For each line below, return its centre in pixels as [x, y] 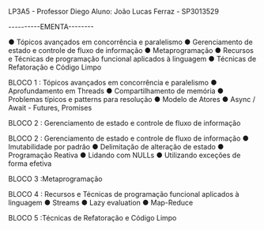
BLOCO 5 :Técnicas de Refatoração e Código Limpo [92, 218]
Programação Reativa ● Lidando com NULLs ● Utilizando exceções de [124, 155]
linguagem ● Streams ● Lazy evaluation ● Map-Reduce [101, 202]
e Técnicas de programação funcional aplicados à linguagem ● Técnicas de [132, 59]
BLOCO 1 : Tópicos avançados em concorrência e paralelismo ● [113, 83]
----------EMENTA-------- [51, 26]
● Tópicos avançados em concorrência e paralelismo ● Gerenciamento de [130, 42]
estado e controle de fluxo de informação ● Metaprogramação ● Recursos [131, 50]
